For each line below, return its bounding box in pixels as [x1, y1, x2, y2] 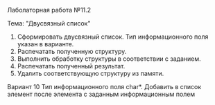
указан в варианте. [17, 40, 74, 48]
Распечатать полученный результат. [17, 62, 126, 70]
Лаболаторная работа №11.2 [7, 6, 92, 14]
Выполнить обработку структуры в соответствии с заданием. [17, 55, 201, 63]
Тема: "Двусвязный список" [7, 19, 91, 27]
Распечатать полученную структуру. [17, 48, 127, 55]
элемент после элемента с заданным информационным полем [7, 90, 196, 98]
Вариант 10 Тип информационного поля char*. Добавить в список [7, 83, 202, 90]
